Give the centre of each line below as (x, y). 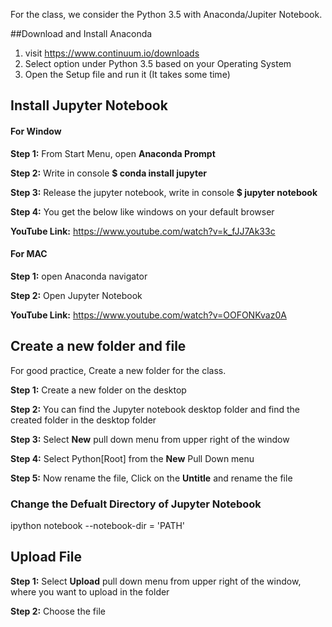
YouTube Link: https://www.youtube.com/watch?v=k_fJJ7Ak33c (143, 231)
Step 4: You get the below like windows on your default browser (142, 211)
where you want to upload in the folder (90, 591)
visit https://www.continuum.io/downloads (112, 53)
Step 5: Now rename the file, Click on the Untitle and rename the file (151, 478)
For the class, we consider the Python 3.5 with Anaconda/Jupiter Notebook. (166, 14)
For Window (36, 131)
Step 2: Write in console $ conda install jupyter (108, 173)
